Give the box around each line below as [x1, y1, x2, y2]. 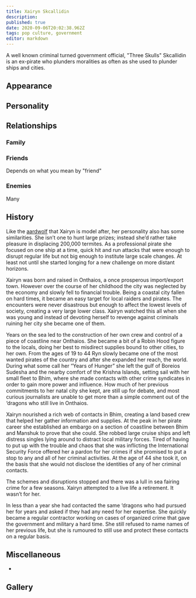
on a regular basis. [6, 533, 51, 540]
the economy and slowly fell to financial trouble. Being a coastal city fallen [6, 289, 185, 296]
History [6, 212, 34, 222]
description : [6, 14, 38, 20]
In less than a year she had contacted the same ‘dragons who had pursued [6, 502, 186, 509]
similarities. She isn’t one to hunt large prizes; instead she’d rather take [6, 234, 177, 241]
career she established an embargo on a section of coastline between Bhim [6, 423, 188, 430]
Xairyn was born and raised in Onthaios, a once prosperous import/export [6, 276, 184, 284]
